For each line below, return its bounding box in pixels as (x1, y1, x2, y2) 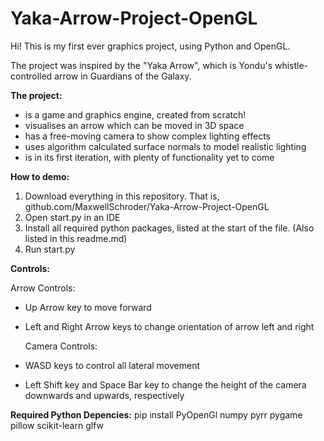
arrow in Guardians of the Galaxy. (54, 70, 192, 82)
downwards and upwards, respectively (24, 389, 185, 401)
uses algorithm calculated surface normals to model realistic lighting (24, 140, 307, 152)
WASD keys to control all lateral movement (24, 359, 201, 371)
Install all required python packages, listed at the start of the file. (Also (24, 222, 315, 234)
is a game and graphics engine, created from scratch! (24, 108, 247, 121)
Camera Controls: (24, 340, 98, 352)
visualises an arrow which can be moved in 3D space (24, 119, 245, 131)
